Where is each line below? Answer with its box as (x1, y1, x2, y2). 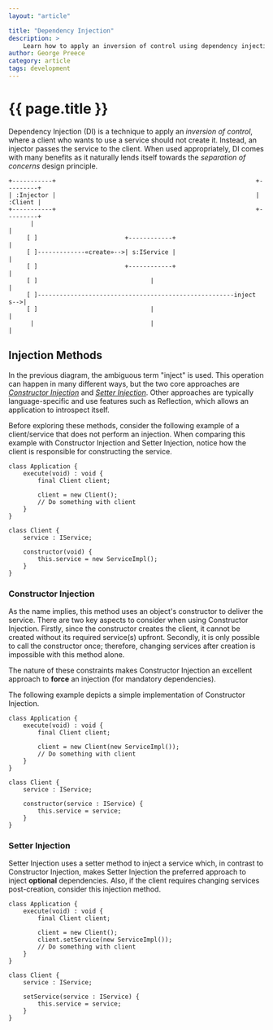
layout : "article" (8, 11, 71, 20)
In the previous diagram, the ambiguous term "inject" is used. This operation (8, 370, 264, 379)
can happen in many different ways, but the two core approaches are (8, 379, 240, 388)
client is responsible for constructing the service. (8, 446, 172, 456)
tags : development (8, 64, 71, 73)
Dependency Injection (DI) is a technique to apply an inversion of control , (8, 126, 253, 136)
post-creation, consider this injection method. (8, 884, 161, 894)
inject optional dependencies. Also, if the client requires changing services (8, 876, 260, 886)
